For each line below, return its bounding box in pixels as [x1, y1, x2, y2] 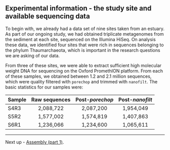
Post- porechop [75, 96, 114, 103]
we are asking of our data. [5, 52, 60, 58]
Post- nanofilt [118, 96, 153, 103]
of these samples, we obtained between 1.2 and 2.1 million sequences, [5, 73, 152, 79]
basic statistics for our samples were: [5, 84, 83, 90]
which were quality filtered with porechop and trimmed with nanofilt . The [5, 78, 158, 84]
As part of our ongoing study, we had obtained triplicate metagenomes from [5, 31, 164, 37]
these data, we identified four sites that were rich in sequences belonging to [5, 42, 164, 48]
